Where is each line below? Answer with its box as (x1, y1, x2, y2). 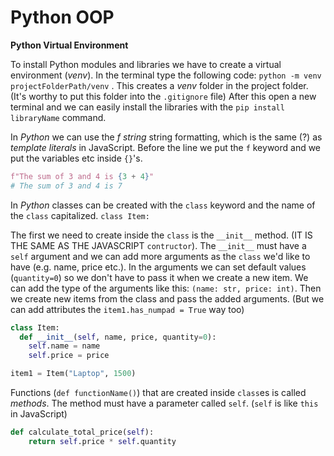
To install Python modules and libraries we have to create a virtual (10, 58, 282, 70)
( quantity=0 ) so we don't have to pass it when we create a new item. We (10, 271, 309, 283)
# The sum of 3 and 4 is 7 (10, 181, 123, 191)
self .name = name (28, 341, 101, 351)
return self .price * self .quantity (28, 436, 177, 446)
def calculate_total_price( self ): (10, 427, 155, 438)
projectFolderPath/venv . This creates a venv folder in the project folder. (10, 79, 309, 91)
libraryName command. (10, 111, 107, 123)
